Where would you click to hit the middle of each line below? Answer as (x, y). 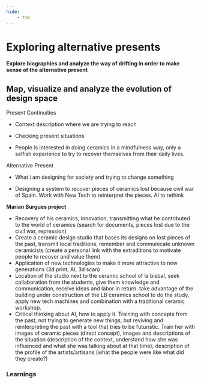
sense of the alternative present (47, 70)
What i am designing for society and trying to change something (94, 177)
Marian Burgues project (36, 207)
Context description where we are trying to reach (76, 124)
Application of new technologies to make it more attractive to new (96, 263)
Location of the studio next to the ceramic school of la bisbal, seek (97, 276)
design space (32, 98)
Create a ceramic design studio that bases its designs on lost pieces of (103, 238)
